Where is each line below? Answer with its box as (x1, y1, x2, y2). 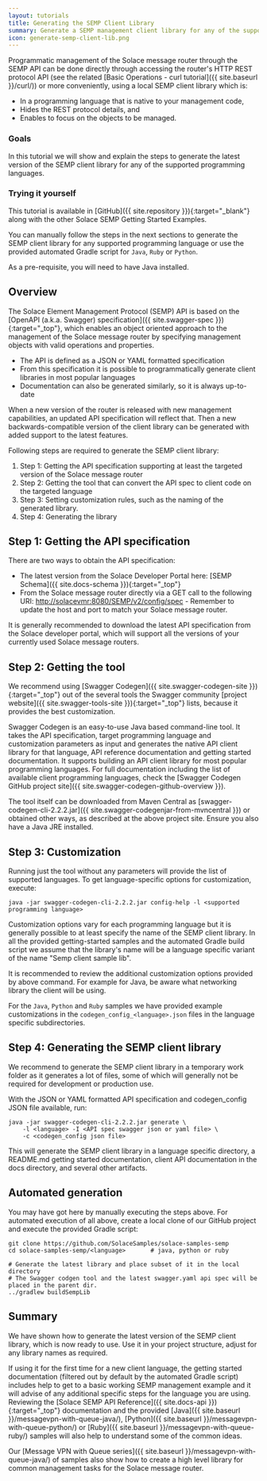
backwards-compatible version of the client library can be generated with (8, 422, 250, 431)
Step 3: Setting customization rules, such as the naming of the (19, 495, 224, 504)
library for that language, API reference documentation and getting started (8, 748, 252, 757)
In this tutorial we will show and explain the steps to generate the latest (8, 151, 241, 161)
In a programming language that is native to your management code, (19, 96, 245, 106)
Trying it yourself (8, 188, 77, 199)
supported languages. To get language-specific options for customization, (8, 875, 252, 884)
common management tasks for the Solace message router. (8, 1463, 204, 1472)
